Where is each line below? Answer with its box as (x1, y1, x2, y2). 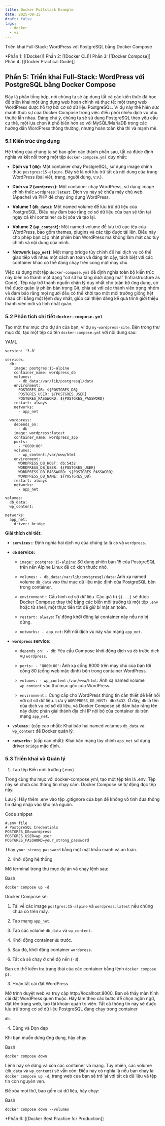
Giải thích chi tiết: (5, 530, 42, 536)
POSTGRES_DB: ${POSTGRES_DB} (18, 387, 78, 393)
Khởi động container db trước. (12, 937, 72, 943)
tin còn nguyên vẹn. (5, 1078, 45, 1084)
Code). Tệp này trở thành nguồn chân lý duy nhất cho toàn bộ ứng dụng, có (5, 280, 159, 286)
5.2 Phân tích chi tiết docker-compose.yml (5, 313, 103, 320)
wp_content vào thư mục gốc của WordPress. (19, 683, 111, 689)
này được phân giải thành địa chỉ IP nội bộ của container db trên (19, 708, 149, 714)
